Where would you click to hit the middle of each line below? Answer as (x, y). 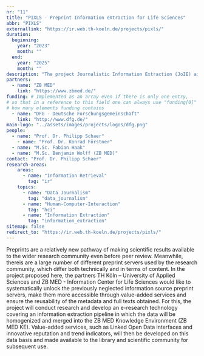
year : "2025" (34, 63)
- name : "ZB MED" (34, 86)
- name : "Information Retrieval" (65, 176)
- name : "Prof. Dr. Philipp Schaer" (58, 136)
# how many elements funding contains (55, 108)
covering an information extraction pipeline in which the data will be (91, 314)
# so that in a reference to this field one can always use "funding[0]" (102, 102)
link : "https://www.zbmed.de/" (57, 91)
